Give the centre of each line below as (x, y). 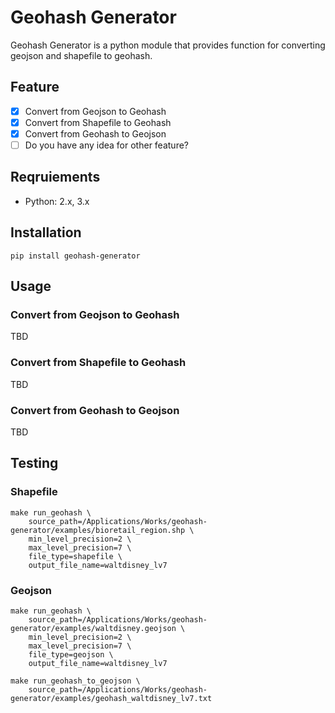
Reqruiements (55, 177)
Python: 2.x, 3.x (57, 201)
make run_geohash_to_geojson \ (75, 681)
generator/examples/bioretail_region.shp (98, 530)
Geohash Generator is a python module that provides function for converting (168, 45)
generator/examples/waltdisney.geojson (93, 628)
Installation (46, 232)
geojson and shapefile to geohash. (81, 55)
